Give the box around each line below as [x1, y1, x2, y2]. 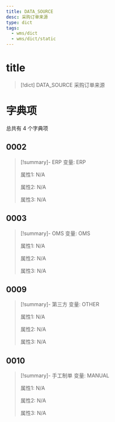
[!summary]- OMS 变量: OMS [20, 230, 90, 237]
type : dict [6, 19, 33, 25]
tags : [6, 25, 19, 31]
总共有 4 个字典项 [6, 125, 48, 132]
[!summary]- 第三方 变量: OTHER [20, 301, 99, 308]
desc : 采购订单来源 [6, 14, 48, 20]
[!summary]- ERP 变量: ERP [20, 158, 86, 165]
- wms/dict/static [11, 36, 57, 42]
